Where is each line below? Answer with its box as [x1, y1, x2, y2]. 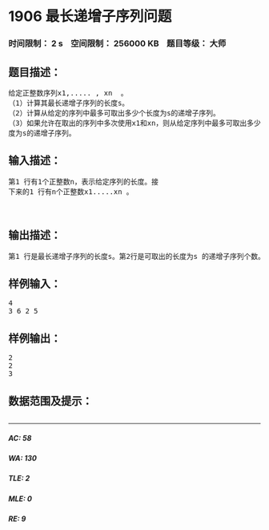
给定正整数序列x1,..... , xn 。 [8, 88, 128, 97]
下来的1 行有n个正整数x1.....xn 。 [8, 187, 134, 196]
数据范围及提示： [8, 394, 93, 407]
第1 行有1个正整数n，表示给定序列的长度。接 [8, 177, 159, 186]
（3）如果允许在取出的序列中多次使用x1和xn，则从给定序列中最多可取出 [8, 118, 247, 127]
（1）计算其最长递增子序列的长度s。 [8, 98, 130, 107]
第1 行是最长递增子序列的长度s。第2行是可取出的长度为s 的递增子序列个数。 [8, 252, 266, 261]
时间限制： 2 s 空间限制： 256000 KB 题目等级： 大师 [8, 38, 227, 49]
